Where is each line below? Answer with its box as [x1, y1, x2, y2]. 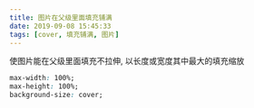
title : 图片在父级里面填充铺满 [9, 13, 112, 22]
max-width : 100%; [9, 74, 75, 83]
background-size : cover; [9, 91, 103, 100]
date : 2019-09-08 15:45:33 [9, 22, 112, 31]
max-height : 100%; [9, 82, 79, 91]
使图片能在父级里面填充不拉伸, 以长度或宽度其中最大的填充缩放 [9, 56, 245, 67]
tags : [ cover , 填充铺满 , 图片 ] [9, 30, 120, 39]
